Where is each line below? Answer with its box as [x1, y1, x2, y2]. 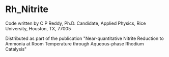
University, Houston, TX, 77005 [5, 25, 71, 31]
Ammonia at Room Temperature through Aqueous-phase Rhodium [5, 40, 144, 46]
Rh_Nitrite [5, 4, 49, 15]
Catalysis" [5, 46, 27, 52]
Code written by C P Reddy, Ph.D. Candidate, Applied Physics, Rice [5, 20, 146, 26]
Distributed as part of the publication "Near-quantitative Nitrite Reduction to [5, 35, 164, 41]
